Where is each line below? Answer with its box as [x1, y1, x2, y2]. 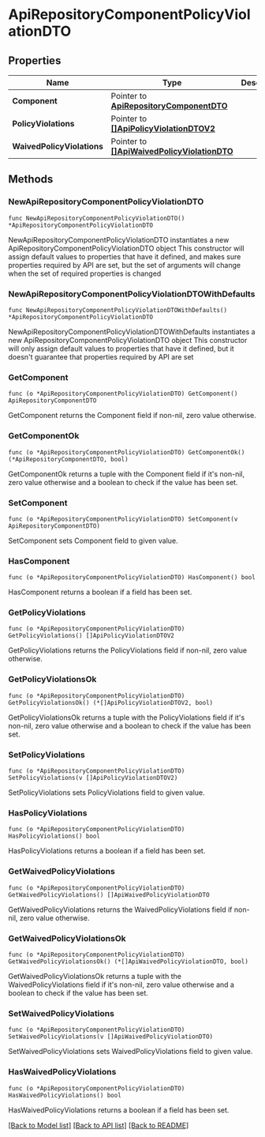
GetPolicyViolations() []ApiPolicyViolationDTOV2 [8, 632, 175, 640]
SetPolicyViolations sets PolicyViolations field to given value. [8, 788, 205, 797]
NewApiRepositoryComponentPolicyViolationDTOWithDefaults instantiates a [8, 326, 256, 337]
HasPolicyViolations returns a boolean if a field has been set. [8, 846, 206, 856]
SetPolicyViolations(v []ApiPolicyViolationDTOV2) [8, 774, 178, 782]
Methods [8, 172, 54, 186]
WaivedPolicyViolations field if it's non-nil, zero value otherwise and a [8, 980, 235, 989]
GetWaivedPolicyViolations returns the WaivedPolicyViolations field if [8, 905, 233, 914]
